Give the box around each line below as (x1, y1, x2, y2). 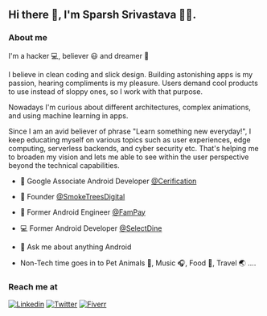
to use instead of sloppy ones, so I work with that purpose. (8, 86, 203, 96)
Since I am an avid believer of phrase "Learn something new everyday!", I (8, 126, 252, 136)
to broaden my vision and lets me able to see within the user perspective (8, 152, 249, 162)
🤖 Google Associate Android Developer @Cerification (19, 176, 197, 186)
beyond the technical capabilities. (8, 160, 120, 170)
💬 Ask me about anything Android (19, 242, 132, 252)
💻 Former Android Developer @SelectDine (19, 223, 162, 233)
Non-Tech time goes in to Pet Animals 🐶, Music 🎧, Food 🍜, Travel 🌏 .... (19, 258, 257, 268)
